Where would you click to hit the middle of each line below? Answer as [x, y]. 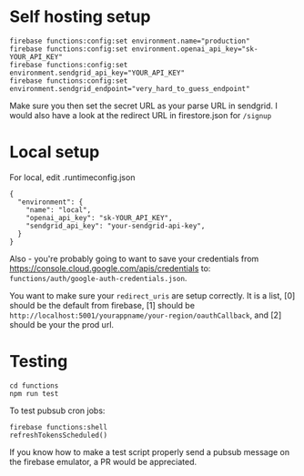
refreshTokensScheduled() [58, 435]
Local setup [55, 152]
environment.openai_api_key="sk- [195, 49]
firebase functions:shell [58, 427]
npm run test [34, 393]
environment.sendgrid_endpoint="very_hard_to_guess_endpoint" [130, 88]
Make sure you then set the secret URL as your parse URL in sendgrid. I [143, 106]
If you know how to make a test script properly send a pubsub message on [149, 451]
